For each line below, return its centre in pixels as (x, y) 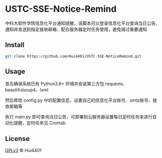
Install (15, 45)
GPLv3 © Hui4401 (23, 151)
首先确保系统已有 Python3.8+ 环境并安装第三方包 (55, 84)
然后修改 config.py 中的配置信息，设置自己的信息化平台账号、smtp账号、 (79, 100)
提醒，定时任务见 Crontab (40, 123)
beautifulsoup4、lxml (27, 90)
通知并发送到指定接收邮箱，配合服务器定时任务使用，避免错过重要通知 (76, 29)
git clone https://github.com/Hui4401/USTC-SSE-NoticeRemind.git (73, 56)
